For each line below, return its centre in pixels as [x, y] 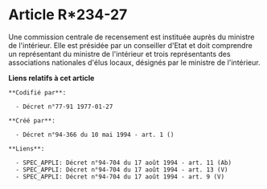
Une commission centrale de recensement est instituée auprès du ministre [131, 37]
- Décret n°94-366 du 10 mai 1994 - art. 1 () [95, 135]
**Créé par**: [32, 121]
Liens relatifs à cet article [51, 78]
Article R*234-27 [68, 15]
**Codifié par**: [37, 92]
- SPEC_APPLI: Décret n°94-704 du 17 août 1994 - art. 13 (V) [122, 170]
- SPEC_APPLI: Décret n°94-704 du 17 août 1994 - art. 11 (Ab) [123, 163]
